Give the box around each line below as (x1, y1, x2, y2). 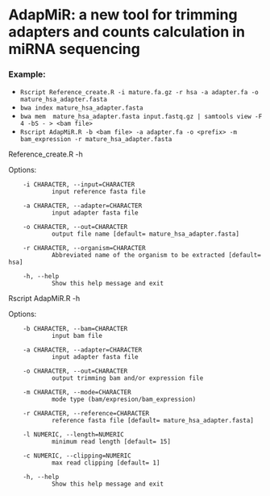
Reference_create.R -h (8, 149, 83, 159)
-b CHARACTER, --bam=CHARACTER (23, 325, 128, 333)
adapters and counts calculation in (8, 23, 246, 41)
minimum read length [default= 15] (51, 438, 172, 446)
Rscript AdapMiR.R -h (8, 294, 81, 303)
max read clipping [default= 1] (51, 459, 160, 467)
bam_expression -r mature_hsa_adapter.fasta (19, 135, 172, 144)
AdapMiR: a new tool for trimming (8, 6, 238, 24)
